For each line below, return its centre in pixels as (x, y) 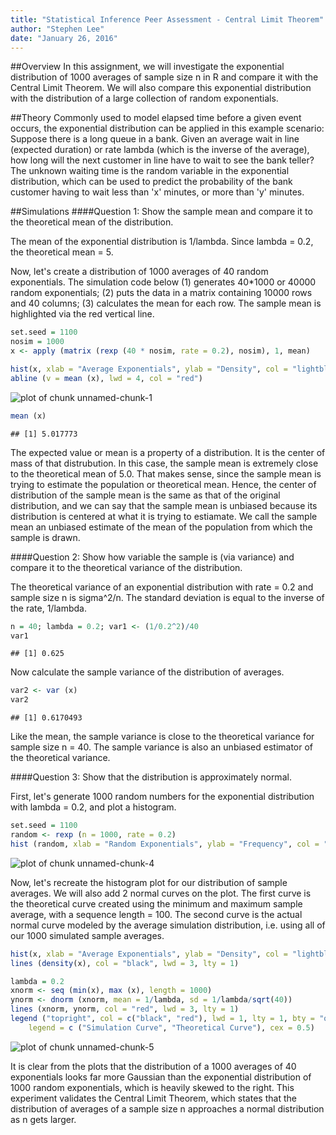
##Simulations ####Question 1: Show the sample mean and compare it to (161, 212)
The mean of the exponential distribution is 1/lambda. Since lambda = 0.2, (162, 242)
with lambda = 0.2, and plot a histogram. (93, 807)
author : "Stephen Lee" (57, 29)
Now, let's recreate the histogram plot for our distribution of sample (149, 882)
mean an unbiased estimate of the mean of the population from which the (161, 527)
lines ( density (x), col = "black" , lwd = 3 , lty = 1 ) (125, 963)
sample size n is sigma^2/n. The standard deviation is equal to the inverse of (167, 597)
